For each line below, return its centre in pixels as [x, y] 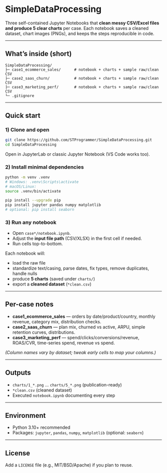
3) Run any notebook [31, 222]
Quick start [23, 116]
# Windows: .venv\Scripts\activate [42, 182]
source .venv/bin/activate [33, 191]
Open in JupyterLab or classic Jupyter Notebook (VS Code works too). [78, 154]
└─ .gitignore [20, 95]
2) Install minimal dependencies [44, 167]
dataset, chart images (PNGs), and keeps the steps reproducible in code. [80, 33]
